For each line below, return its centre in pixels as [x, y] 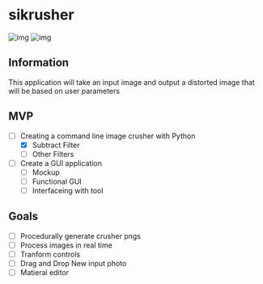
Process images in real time [66, 245]
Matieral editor [45, 273]
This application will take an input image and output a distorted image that [131, 82]
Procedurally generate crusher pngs [81, 235]
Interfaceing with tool [68, 190]
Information [39, 63]
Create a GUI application [61, 163]
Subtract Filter [56, 145]
